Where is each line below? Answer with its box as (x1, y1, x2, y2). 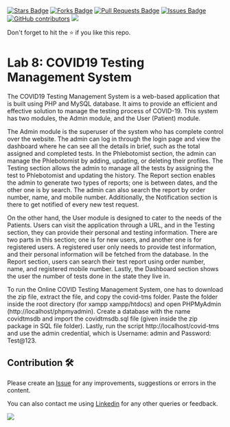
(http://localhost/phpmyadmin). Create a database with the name (7, 307, 191, 315)
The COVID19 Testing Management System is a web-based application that (7, 92, 220, 100)
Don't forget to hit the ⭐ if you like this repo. (7, 28, 131, 36)
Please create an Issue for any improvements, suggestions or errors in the (7, 378, 216, 387)
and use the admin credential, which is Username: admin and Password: (7, 329, 211, 337)
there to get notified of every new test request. (7, 200, 139, 209)
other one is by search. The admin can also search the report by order (7, 185, 206, 194)
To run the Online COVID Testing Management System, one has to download (7, 285, 223, 293)
